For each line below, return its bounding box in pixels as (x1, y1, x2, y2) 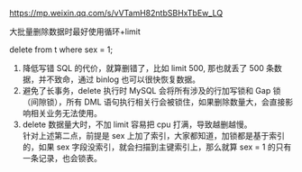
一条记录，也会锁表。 (22, 153, 102, 163)
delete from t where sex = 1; (9, 44, 114, 55)
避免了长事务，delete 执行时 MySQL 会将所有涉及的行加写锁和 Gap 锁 (22, 86, 281, 95)
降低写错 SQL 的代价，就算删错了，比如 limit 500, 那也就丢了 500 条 (22, 63, 275, 73)
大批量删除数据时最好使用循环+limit (9, 26, 142, 37)
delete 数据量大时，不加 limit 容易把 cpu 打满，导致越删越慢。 (22, 119, 252, 130)
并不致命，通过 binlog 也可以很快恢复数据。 (38, 74, 201, 85)
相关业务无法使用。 (30, 108, 102, 118)
